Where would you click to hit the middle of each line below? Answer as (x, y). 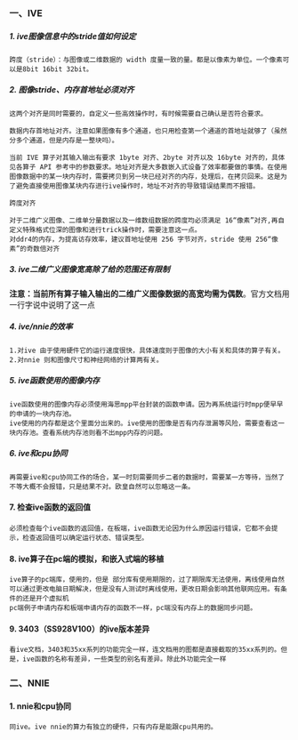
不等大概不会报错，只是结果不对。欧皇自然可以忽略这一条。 (102, 487)
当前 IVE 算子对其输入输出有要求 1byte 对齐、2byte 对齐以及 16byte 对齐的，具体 (147, 157)
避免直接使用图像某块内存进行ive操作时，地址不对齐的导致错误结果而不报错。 (137, 186)
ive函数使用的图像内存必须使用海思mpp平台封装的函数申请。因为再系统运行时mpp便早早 (146, 404)
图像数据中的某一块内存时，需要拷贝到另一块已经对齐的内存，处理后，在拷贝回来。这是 (145, 176)
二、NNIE (30, 683)
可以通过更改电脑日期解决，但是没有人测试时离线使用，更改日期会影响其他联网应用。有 (145, 589)
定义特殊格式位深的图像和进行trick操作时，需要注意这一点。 (105, 229)
